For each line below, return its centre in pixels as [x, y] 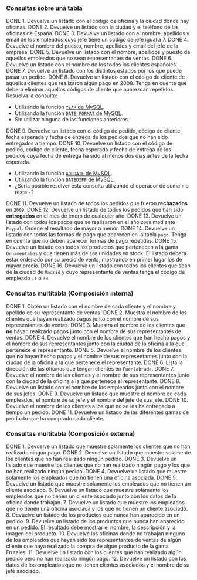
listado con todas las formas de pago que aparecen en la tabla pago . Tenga [96, 235]
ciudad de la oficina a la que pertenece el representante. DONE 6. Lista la [95, 362]
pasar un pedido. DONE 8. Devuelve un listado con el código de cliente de [96, 77]
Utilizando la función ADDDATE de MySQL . [63, 174]
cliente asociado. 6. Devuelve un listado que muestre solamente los [87, 490]
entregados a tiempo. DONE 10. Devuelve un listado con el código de [89, 143]
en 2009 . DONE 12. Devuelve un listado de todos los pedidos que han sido [95, 210]
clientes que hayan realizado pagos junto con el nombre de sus [83, 318]
